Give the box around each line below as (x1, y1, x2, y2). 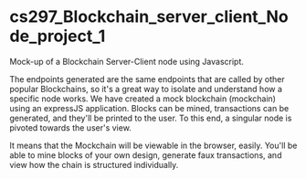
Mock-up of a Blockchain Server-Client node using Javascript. (9, 56, 245, 67)
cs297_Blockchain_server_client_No (9, 6, 290, 27)
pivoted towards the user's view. (9, 121, 132, 133)
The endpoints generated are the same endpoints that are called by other (9, 73, 285, 84)
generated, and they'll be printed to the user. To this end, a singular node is (9, 112, 292, 123)
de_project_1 (9, 26, 106, 47)
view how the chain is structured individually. (9, 159, 179, 170)
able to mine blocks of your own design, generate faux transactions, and (9, 149, 282, 161)
